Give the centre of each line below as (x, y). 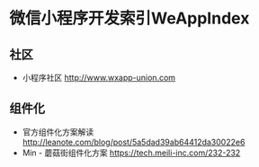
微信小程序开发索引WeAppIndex (129, 18)
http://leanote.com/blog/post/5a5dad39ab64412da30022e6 (134, 142)
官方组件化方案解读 (58, 132)
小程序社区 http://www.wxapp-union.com (99, 78)
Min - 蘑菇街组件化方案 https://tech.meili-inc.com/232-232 (131, 153)
